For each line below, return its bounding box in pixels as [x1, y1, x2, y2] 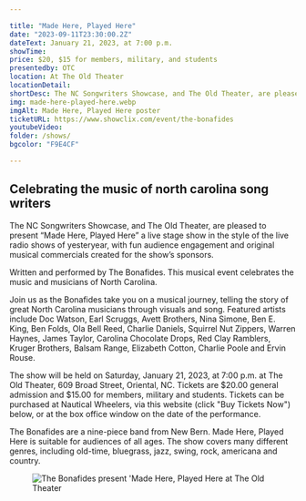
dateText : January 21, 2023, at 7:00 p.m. [9, 38, 173, 47]
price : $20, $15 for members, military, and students [9, 56, 219, 65]
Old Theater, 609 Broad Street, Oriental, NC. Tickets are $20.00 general [9, 379, 280, 390]
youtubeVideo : [9, 123, 64, 132]
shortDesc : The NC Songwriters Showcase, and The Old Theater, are [9, 88, 271, 98]
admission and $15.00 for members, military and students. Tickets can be [9, 389, 285, 400]
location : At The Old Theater [9, 72, 125, 82]
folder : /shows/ [9, 131, 71, 141]
